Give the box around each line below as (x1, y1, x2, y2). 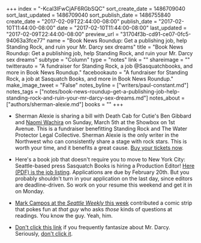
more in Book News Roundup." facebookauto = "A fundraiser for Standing (6, 69, 188, 76)
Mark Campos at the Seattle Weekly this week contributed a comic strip (14, 199, 193, 206)
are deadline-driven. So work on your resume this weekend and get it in (14, 181, 193, 188)
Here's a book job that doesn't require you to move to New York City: (14, 156, 186, 163)
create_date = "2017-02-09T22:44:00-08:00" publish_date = (6, 18, 158, 25)
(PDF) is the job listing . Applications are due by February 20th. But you (14, 169, 190, 176)
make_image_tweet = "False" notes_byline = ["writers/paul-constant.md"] (6, 82, 189, 89)
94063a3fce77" (6, 37, 46, 44)
